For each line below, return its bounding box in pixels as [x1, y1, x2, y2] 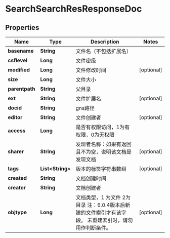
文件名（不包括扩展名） [75, 48, 132, 55]
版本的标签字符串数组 [75, 166, 126, 172]
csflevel [8, 57, 28, 64]
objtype [8, 209, 27, 216]
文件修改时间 [75, 67, 106, 73]
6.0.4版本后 [97, 202, 125, 208]
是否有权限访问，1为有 [75, 124, 130, 131]
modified [8, 66, 30, 73]
